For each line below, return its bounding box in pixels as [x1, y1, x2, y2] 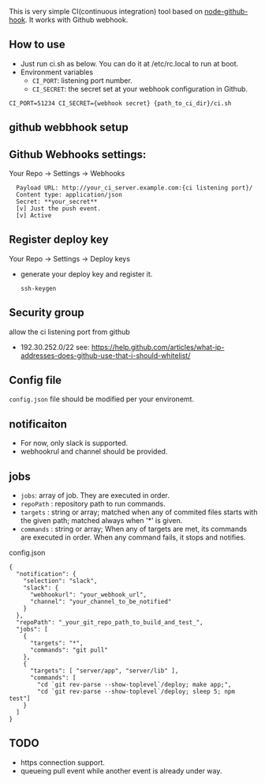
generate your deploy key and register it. [20, 269, 153, 279]
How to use [9, 38, 65, 51]
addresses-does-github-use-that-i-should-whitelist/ [20, 351, 191, 360]
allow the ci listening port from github [9, 327, 131, 337]
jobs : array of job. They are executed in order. [20, 491, 170, 500]
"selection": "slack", [23, 577, 98, 585]
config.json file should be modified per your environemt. [9, 394, 195, 404]
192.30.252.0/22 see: [20, 342, 90, 352]
